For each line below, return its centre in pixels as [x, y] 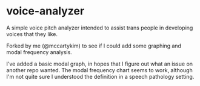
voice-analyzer [45, 11]
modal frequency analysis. [39, 52]
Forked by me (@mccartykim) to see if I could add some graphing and [94, 46]
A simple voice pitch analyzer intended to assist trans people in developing [100, 28]
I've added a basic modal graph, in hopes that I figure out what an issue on [99, 64]
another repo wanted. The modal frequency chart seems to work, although [99, 70]
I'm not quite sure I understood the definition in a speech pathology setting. [100, 76]
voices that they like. [32, 34]
